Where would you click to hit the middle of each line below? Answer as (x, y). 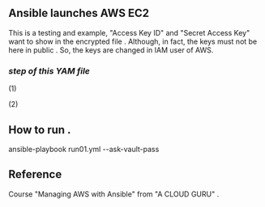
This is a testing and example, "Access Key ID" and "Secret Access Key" (129, 32)
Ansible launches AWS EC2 (79, 13)
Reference (35, 174)
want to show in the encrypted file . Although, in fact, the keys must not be (133, 41)
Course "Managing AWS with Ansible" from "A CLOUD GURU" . (114, 194)
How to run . (40, 130)
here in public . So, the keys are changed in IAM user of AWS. (111, 50)
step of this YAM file (49, 70)
